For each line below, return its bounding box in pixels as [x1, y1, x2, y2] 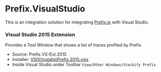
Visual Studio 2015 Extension [5, 31, 76, 38]
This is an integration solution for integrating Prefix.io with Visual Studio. [5, 19, 149, 25]
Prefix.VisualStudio [5, 3, 85, 14]
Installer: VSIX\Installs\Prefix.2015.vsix [12, 57, 89, 62]
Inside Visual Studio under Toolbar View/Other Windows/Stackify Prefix [12, 61, 156, 68]
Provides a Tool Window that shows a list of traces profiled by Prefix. [5, 42, 143, 48]
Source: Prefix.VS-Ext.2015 [12, 51, 67, 57]
